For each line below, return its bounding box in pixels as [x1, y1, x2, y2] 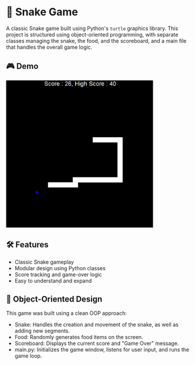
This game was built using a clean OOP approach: [6, 310, 127, 317]
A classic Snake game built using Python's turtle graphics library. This [6, 25, 179, 32]
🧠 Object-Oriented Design [6, 294, 103, 304]
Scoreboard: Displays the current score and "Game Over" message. [14, 340, 179, 347]
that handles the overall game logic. [6, 44, 93, 51]
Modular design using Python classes [14, 264, 106, 271]
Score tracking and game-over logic [14, 271, 102, 278]
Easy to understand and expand [14, 277, 92, 284]
